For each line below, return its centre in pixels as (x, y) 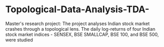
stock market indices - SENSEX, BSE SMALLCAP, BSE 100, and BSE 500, (82, 34)
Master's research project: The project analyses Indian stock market (78, 24)
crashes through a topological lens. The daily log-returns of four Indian (80, 29)
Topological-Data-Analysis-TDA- (77, 9)
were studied (19, 40)
